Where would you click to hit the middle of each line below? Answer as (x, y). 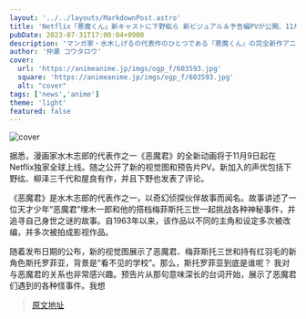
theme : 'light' (38, 103)
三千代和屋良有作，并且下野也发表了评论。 (129, 179)
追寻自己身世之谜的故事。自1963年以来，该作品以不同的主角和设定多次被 (146, 221)
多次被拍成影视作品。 (73, 232)
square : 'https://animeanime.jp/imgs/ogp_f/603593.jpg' (126, 77)
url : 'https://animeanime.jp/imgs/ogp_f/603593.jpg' (120, 69)
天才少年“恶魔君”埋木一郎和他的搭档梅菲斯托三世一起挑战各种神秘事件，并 (156, 210)
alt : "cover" (42, 86)
